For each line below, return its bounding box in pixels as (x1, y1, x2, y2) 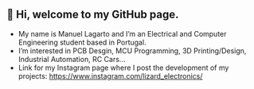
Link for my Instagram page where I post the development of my (18, 63, 229, 72)
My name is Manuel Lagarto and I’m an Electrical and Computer (18, 29, 227, 38)
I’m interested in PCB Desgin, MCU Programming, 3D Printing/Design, (18, 45, 247, 56)
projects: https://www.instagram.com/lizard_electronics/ (18, 71, 203, 80)
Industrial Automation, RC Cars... (18, 54, 126, 64)
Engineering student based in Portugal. (18, 37, 147, 47)
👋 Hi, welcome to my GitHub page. (6, 8, 179, 21)
